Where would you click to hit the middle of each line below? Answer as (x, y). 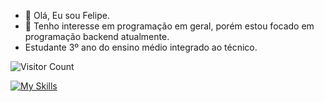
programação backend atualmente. (97, 36)
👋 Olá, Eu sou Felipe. (67, 15)
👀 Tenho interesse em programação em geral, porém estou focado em (169, 26)
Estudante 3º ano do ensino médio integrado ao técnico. (141, 47)
